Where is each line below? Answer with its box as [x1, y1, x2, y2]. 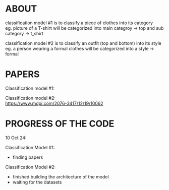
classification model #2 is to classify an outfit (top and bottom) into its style [5, 40, 161, 46]
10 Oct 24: [5, 135, 27, 141]
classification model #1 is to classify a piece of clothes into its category [5, 20, 153, 26]
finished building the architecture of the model [12, 173, 109, 179]
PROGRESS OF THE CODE [5, 118, 115, 130]
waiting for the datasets [12, 179, 62, 185]
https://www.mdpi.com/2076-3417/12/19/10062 [5, 100, 103, 106]
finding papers [12, 154, 43, 160]
